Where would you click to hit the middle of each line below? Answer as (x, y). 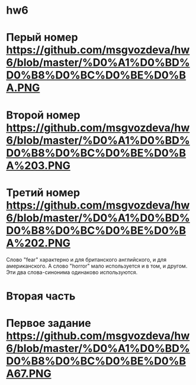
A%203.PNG (38, 165)
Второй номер (43, 115)
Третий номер (43, 192)
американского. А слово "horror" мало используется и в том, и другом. (97, 266)
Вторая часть (41, 296)
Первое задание (49, 323)
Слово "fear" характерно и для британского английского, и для (86, 259)
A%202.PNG (38, 243)
